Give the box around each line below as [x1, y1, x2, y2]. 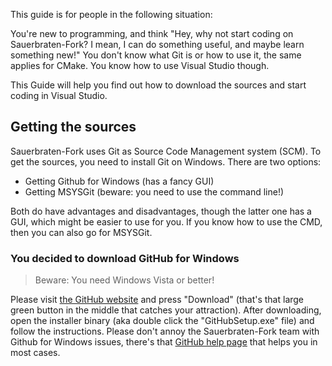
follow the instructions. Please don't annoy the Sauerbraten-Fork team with [10, 325, 320, 338]
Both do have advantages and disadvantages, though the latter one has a [10, 205, 312, 217]
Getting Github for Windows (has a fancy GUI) [24, 175, 215, 187]
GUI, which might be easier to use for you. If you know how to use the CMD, [10, 215, 323, 228]
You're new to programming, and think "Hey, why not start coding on [10, 28, 294, 39]
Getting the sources [10, 119, 137, 136]
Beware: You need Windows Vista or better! [34, 274, 215, 286]
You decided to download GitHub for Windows [10, 251, 240, 265]
